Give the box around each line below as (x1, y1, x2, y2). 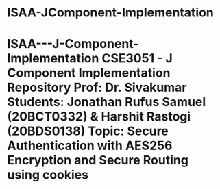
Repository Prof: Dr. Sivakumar (7, 80, 187, 95)
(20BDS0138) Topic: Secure (7, 123, 169, 139)
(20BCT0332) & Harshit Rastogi (7, 109, 191, 125)
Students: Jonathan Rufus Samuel (7, 94, 206, 110)
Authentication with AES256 (7, 138, 173, 153)
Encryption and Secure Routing (7, 153, 188, 168)
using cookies (7, 167, 89, 183)
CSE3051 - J (101, 51, 173, 66)
